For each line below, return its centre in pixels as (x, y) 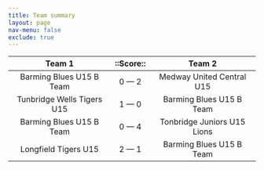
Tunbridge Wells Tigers (60, 99)
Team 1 (60, 63)
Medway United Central (203, 77)
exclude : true (31, 37)
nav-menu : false (35, 30)
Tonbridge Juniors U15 (203, 122)
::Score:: (130, 63)
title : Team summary (42, 15)
